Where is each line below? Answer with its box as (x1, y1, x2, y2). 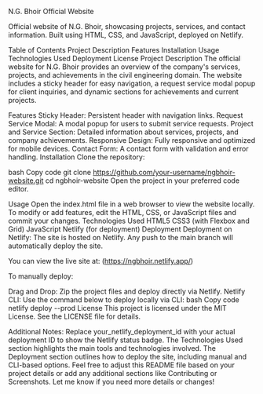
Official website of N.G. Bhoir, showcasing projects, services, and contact (8, 22, 246, 31)
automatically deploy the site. (8, 241, 104, 250)
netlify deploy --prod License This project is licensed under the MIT (8, 304, 228, 312)
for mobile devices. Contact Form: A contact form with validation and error (8, 144, 249, 153)
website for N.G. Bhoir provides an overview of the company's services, (8, 62, 241, 71)
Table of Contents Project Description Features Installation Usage (8, 46, 220, 54)
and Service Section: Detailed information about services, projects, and (8, 127, 239, 137)
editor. (8, 184, 29, 193)
